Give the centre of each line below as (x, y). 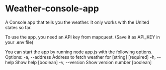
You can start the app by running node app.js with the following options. (79, 52)
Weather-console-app (52, 9)
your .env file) (19, 42)
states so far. (18, 27)
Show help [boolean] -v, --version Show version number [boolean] (83, 62)
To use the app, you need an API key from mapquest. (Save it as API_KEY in (83, 37)
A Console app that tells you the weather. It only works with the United (77, 22)
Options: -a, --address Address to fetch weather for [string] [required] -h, (81, 57)
